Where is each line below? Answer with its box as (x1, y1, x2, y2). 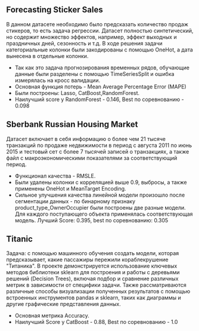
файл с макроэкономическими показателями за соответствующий (6, 154, 178, 161)
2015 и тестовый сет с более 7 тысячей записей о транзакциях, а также (6, 148, 189, 155)
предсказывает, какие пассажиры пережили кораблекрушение (6, 256, 169, 263)
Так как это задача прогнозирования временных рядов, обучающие (14, 64, 189, 71)
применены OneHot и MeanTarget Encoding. (14, 185, 126, 192)
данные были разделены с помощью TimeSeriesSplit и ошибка (14, 70, 175, 77)
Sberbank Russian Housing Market (6, 119, 138, 130)
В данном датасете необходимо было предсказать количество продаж (6, 20, 189, 27)
